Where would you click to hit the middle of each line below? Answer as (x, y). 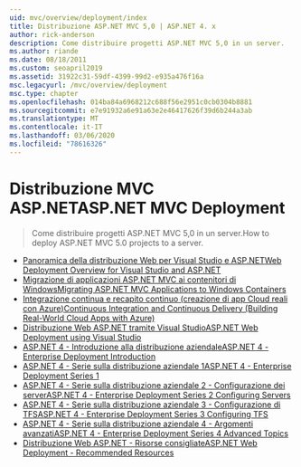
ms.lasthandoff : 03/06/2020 (62, 136)
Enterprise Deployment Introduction (89, 356)
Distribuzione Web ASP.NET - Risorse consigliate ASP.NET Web (140, 443)
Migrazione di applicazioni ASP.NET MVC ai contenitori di (129, 279)
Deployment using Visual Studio (82, 337)
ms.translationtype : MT (54, 119)
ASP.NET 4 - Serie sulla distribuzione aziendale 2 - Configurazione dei (154, 385)
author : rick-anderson (52, 34)
